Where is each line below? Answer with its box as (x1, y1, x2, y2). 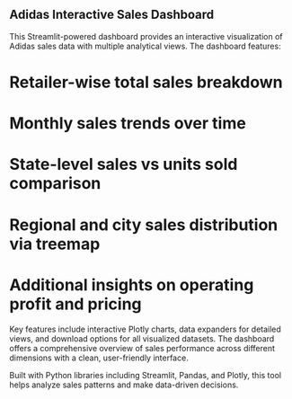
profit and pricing (9, 294, 142, 314)
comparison (9, 173, 102, 194)
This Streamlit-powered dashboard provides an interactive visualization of (9, 31, 283, 41)
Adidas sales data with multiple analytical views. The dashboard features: (9, 40, 281, 51)
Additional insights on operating (9, 274, 254, 295)
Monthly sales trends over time (9, 113, 247, 134)
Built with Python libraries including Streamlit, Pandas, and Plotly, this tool (9, 369, 281, 380)
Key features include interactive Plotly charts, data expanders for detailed (9, 324, 281, 334)
